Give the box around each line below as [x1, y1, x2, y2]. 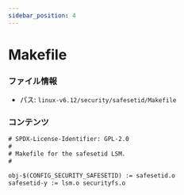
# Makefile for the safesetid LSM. [8, 150, 126, 159]
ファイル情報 [8, 75, 58, 86]
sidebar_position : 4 [8, 11, 77, 20]
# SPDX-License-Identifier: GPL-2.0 [8, 136, 129, 143]
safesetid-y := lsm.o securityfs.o [8, 179, 126, 187]
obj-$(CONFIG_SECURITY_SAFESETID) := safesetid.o [8, 171, 176, 179]
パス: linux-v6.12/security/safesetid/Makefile [19, 95, 177, 105]
